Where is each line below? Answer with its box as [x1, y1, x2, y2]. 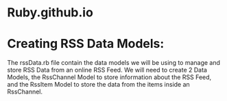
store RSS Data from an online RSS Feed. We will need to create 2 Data [7, 66, 208, 74]
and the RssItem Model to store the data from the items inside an [7, 81, 190, 89]
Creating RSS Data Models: [7, 36, 165, 52]
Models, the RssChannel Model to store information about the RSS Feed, [7, 73, 212, 81]
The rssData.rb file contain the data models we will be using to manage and [7, 59, 221, 67]
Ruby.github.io [7, 5, 94, 20]
